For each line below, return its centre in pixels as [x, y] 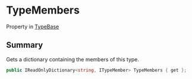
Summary [25, 45]
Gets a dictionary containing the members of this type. [73, 59]
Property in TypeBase [33, 27]
